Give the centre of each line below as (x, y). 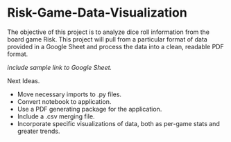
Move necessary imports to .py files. (69, 94)
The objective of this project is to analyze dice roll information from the (109, 32)
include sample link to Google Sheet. (60, 67)
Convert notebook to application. (64, 101)
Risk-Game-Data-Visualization (97, 13)
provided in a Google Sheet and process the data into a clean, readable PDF (115, 46)
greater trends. (38, 131)
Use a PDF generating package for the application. (89, 109)
